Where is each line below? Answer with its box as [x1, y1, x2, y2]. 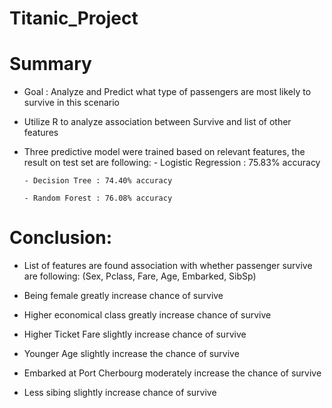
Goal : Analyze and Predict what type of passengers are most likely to [23, 86, 312, 98]
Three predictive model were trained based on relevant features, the [23, 146, 306, 158]
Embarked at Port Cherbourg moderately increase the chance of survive [23, 367, 322, 379]
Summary [9, 53, 92, 76]
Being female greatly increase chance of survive [23, 290, 224, 302]
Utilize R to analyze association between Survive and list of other [23, 116, 292, 128]
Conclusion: [9, 227, 113, 249]
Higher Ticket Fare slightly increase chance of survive [23, 328, 247, 341]
